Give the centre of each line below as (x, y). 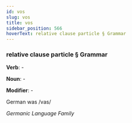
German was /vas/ (29, 102)
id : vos (16, 12)
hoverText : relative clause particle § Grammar (66, 34)
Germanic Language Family (40, 113)
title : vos (20, 23)
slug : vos (18, 17)
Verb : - (15, 67)
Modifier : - (20, 90)
